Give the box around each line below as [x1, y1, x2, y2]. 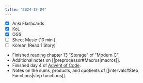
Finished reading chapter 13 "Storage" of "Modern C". [12, 52, 120, 58]
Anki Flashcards [12, 20, 45, 26]
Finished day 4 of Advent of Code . [12, 62, 81, 68]
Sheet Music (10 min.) [12, 37, 56, 43]
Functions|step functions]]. [12, 72, 66, 78]
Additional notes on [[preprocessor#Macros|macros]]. [12, 57, 120, 63]
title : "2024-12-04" [5, 7, 47, 12]
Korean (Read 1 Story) [12, 42, 56, 48]
